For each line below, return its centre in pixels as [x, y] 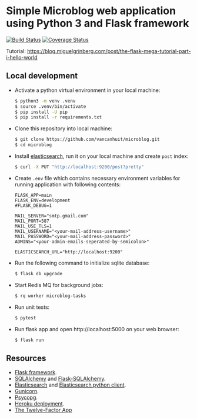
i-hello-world [22, 57]
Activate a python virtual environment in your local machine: [87, 90]
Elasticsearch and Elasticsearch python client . [70, 385]
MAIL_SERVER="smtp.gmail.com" [52, 216]
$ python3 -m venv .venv [45, 101]
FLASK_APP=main [33, 195]
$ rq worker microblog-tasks [50, 296]
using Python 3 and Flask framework [98, 23]
